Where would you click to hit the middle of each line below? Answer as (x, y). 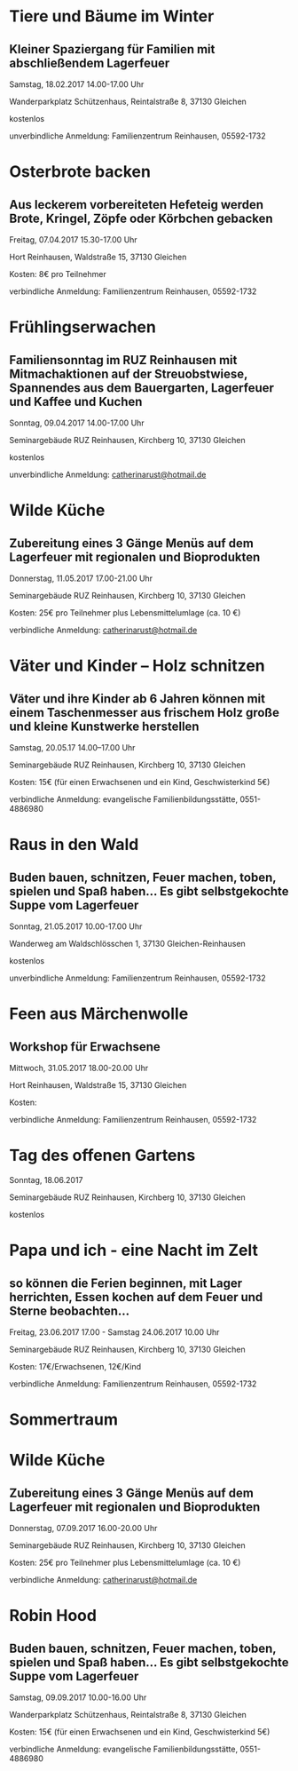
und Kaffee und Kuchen (76, 401)
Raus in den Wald (74, 845)
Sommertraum (63, 1420)
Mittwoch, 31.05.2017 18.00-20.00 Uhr (79, 1068)
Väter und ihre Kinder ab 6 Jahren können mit (137, 699)
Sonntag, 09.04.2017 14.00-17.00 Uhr (77, 423)
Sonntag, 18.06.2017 (46, 1179)
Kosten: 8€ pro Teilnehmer (58, 274)
